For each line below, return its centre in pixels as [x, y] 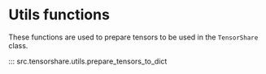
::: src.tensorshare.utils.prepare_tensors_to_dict [88, 61]
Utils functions [59, 15]
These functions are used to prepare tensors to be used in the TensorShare [133, 37]
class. [18, 45]
